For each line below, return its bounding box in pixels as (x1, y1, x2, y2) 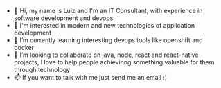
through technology (13, 66, 71, 73)
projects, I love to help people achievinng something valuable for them (13, 58, 215, 66)
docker (13, 44, 35, 51)
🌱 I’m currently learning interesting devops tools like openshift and (13, 36, 203, 44)
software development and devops (13, 14, 114, 22)
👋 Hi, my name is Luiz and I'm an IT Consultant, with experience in (13, 7, 203, 15)
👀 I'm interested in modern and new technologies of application (13, 21, 195, 29)
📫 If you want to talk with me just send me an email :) (13, 73, 168, 81)
